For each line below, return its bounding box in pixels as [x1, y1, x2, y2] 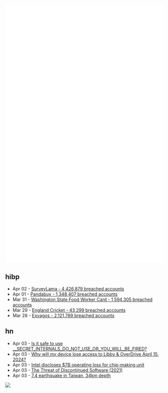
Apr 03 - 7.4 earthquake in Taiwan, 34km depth [12, 372, 111, 378]
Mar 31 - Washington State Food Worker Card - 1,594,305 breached [12, 296, 153, 303]
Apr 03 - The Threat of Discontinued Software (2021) [12, 367, 123, 373]
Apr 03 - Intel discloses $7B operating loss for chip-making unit [12, 361, 145, 368]
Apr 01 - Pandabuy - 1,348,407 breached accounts [12, 291, 118, 297]
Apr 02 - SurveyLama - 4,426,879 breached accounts [12, 285, 124, 291]
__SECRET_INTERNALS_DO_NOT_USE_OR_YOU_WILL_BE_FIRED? [12, 346, 147, 352]
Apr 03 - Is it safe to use [12, 340, 63, 346]
